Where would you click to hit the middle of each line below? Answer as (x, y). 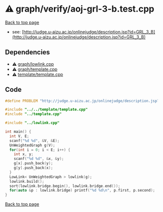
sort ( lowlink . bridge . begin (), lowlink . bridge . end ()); (65, 186)
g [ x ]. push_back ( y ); (33, 163)
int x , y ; (24, 154)
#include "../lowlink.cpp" (32, 123)
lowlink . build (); (27, 181)
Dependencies (27, 52)
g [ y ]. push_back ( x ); (33, 168)
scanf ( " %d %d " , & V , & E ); (34, 141)
